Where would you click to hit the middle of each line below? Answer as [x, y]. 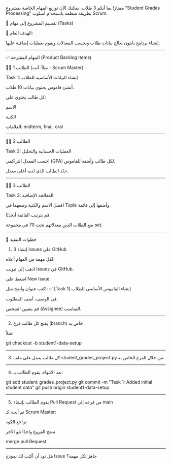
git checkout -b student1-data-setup [44, 343]
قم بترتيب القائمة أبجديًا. [28, 215]
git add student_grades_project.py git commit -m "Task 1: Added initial [79, 382]
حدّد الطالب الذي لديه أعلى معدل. [37, 171]
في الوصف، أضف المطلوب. [32, 299]
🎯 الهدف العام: [20, 33]
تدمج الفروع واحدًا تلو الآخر [31, 431]
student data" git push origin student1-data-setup [58, 387]
